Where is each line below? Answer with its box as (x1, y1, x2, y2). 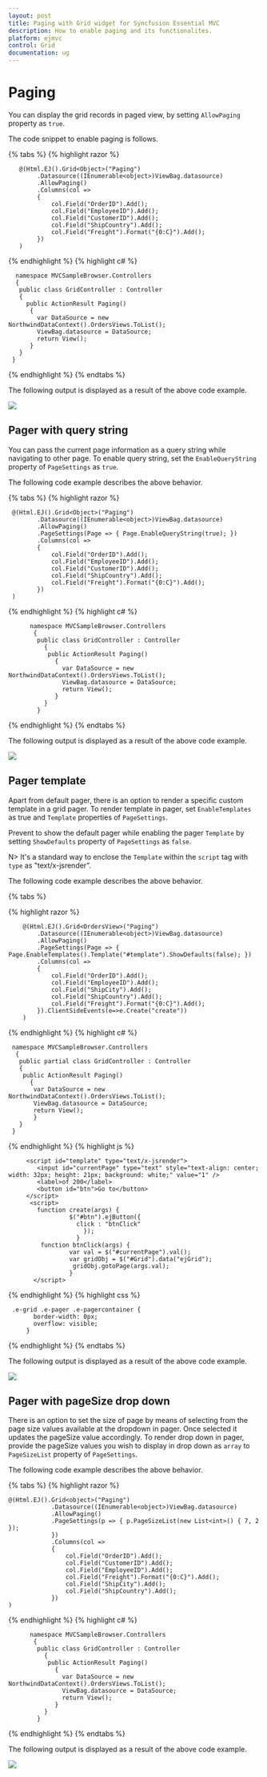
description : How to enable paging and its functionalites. (8, 26, 213, 34)
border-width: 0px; (33, 1312, 98, 1320)
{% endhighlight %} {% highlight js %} (8, 1141, 134, 1150)
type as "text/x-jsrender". (8, 860, 92, 870)
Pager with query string (8, 424, 129, 437)
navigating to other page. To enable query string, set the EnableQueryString (8, 453, 257, 463)
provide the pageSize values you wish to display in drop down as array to (8, 1441, 250, 1451)
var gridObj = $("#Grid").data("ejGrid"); (69, 1255, 213, 1263)
